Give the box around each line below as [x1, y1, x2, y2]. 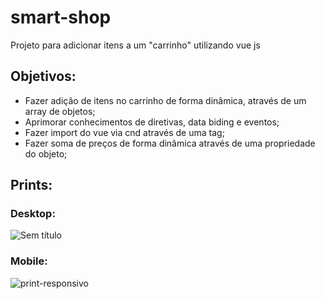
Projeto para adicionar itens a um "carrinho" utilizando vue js [10, 39, 261, 51]
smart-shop [10, 6, 112, 29]
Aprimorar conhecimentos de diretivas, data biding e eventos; [24, 116, 280, 128]
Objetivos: [10, 68, 77, 85]
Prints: [10, 177, 53, 194]
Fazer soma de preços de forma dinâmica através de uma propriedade [24, 137, 316, 149]
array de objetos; [24, 105, 96, 117]
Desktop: [10, 207, 56, 221]
